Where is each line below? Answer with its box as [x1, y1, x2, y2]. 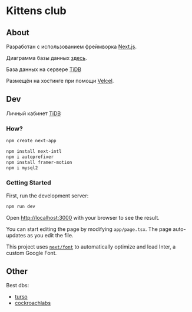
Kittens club [6, 4, 67, 18]
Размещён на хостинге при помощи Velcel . [6, 78, 114, 84]
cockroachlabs [14, 300, 51, 307]
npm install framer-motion [6, 159, 72, 165]
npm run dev [6, 203, 35, 209]
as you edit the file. [27, 232, 74, 239]
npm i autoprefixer [6, 154, 54, 160]
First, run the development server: [6, 192, 89, 199]
